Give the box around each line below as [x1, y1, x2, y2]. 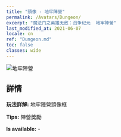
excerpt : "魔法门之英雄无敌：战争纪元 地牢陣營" [6, 20, 117, 26]
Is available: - [6, 125, 41, 132]
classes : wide [6, 48, 42, 54]
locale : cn [6, 31, 33, 37]
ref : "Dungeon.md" [6, 36, 52, 42]
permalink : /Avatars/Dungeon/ [6, 14, 82, 20]
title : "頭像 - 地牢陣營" [6, 8, 66, 15]
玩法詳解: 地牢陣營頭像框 [6, 101, 67, 108]
